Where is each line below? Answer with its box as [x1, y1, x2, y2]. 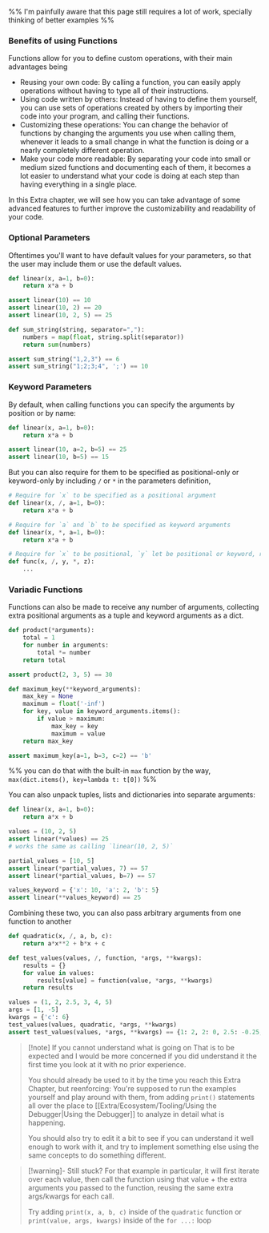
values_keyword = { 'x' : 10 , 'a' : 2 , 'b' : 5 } [8, 886, 159, 894]
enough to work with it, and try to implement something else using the [27, 1142, 259, 1151]
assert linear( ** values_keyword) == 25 [8, 893, 142, 902]
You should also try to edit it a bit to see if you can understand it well [27, 1133, 255, 1142]
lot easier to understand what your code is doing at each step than [19, 171, 240, 181]
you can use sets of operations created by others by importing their [19, 103, 243, 113]
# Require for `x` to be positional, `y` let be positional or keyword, [8, 550, 256, 558]
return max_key [22, 737, 74, 745]
